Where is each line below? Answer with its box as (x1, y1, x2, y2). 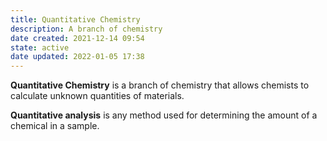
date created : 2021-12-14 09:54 (10, 33, 145, 43)
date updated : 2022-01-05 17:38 (10, 52, 145, 62)
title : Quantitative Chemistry (10, 14, 141, 25)
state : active (10, 42, 70, 53)
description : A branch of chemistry (10, 24, 163, 34)
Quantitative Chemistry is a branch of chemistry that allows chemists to (10, 79, 310, 91)
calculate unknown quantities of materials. (10, 90, 185, 102)
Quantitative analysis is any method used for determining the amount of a (10, 109, 318, 121)
